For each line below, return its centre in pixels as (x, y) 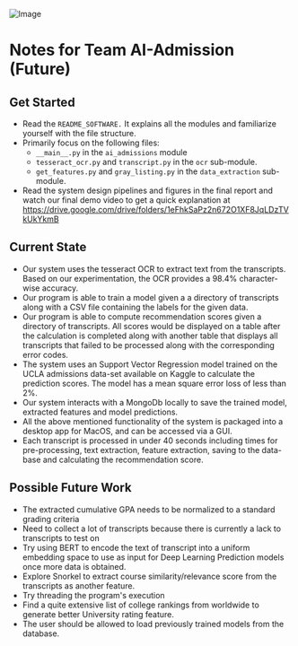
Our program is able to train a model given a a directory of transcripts (151, 297)
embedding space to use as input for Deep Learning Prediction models (153, 557)
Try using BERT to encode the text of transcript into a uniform (136, 547)
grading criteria (51, 519)
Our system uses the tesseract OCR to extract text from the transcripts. (154, 268)
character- (259, 278)
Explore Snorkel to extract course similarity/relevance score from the (149, 576)
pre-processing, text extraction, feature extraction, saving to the (141, 450)
